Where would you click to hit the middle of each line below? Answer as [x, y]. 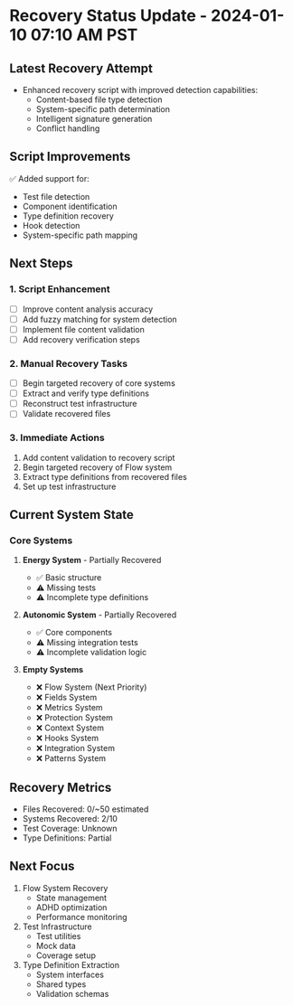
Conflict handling [68, 128]
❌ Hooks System [67, 738]
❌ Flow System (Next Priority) [91, 687]
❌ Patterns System [71, 758]
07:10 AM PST [84, 35]
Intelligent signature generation [94, 119]
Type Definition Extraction [71, 964]
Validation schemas [72, 993]
